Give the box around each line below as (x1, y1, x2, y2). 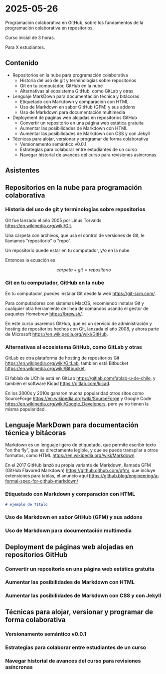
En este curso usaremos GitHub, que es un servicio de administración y (5, 320, 152, 326)
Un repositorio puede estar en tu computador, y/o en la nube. (5, 247, 131, 253)
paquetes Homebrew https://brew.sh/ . (5, 311, 83, 317)
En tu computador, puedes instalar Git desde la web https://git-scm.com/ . (5, 290, 156, 296)
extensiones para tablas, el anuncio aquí (5, 473, 88, 479)
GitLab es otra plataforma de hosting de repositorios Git (5, 355, 120, 361)
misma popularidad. (5, 406, 46, 412)
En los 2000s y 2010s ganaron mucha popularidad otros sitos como (5, 390, 144, 396)
